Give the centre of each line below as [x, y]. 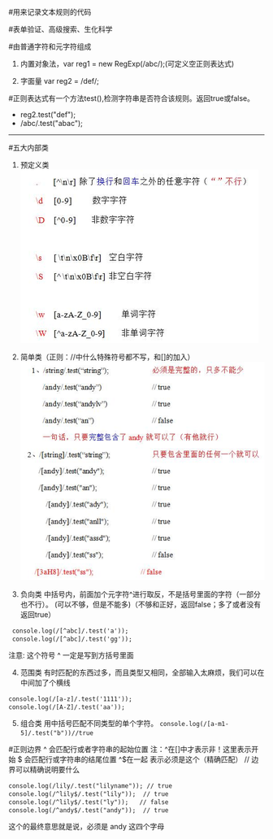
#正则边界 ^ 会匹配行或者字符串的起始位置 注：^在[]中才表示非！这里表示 [130, 749]
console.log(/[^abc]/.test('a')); [70, 631]
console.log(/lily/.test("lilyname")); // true [91, 786]
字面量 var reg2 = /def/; [59, 81]
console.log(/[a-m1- [194, 724]
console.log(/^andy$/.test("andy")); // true [89, 810]
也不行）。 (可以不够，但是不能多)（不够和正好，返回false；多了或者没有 [141, 604]
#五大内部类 [28, 148]
